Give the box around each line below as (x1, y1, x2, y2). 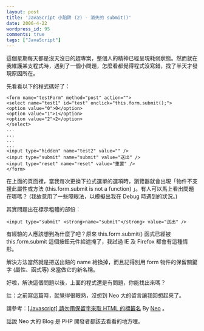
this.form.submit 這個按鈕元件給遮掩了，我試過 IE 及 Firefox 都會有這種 (6, 238, 183, 245)
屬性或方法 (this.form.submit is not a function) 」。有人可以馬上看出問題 (16, 185, 194, 192)
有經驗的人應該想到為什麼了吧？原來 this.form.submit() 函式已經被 (6, 230, 171, 237)
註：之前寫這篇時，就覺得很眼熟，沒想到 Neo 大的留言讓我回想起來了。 (6, 292, 185, 299)
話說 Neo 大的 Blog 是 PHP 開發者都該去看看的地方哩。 (6, 318, 144, 325)
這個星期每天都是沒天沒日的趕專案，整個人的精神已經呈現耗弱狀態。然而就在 (6, 55, 198, 61)
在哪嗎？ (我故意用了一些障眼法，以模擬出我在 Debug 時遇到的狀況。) (6, 193, 178, 200)
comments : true (6, 32, 45, 38)
